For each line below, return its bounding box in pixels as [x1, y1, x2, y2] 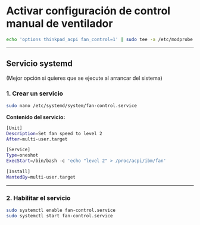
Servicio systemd [6, 58, 73, 69]
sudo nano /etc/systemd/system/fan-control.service [6, 102, 137, 108]
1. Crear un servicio [6, 89, 64, 98]
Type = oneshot [6, 152, 39, 158]
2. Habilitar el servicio [6, 193, 71, 202]
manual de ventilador [6, 17, 113, 30]
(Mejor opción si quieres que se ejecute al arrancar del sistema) [6, 74, 162, 82]
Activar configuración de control [6, 4, 171, 18]
